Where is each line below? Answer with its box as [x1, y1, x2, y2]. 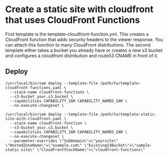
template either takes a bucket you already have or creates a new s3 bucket [5, 47, 163, 53]
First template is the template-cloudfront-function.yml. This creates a [5, 31, 149, 37]
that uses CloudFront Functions [5, 14, 140, 26]
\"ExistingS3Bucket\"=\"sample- [84, 143, 152, 148]
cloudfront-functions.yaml [5, 85, 62, 90]
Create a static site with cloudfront [5, 4, 154, 15]
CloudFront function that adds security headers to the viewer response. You [5, 36, 163, 43]
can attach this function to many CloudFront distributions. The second [5, 42, 151, 48]
